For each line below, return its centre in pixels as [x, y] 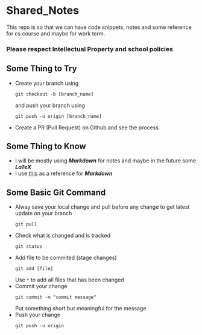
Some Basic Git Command [56, 192]
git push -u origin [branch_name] [58, 116]
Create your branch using [47, 83]
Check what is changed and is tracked [62, 236]
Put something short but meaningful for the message [80, 309]
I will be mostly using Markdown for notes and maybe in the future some [106, 161]
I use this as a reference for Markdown [64, 174]
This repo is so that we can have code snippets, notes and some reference [99, 27]
